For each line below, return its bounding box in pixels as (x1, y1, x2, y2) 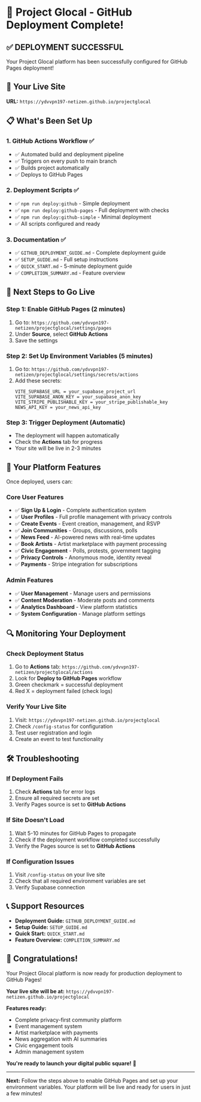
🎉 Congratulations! (6, 954, 78, 964)
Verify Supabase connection (14, 884, 86, 891)
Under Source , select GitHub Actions (14, 330, 108, 338)
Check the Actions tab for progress (14, 438, 103, 446)
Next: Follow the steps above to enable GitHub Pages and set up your (6, 1077, 178, 1084)
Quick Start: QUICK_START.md (14, 930, 85, 937)
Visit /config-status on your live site (14, 871, 106, 879)
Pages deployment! (6, 64, 54, 71)
